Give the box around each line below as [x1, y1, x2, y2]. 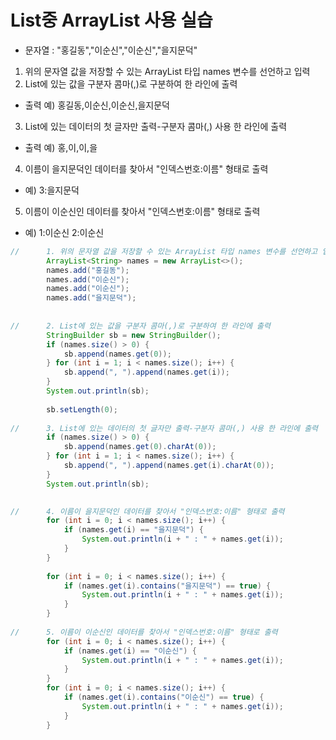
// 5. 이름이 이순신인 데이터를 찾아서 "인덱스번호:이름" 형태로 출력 [10, 627, 278, 637]
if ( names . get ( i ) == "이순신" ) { [63, 646, 197, 656]
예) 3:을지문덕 [24, 184, 80, 196]
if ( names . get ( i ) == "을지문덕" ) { [63, 525, 204, 535]
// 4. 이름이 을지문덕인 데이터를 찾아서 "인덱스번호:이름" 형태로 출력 [10, 506, 285, 516]
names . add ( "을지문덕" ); [46, 293, 137, 303]
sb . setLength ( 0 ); [46, 404, 118, 415]
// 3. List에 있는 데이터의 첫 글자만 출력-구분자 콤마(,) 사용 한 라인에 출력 [10, 423, 319, 433]
